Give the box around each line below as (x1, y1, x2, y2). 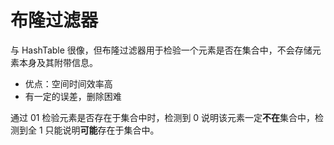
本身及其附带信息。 (18, 56, 98, 68)
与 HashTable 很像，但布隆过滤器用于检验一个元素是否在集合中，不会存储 (10, 44, 313, 56)
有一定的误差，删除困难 (24, 90, 122, 102)
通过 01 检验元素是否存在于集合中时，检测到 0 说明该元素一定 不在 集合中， (10, 111, 316, 123)
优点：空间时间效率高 (24, 77, 113, 90)
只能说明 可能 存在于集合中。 (44, 124, 160, 136)
